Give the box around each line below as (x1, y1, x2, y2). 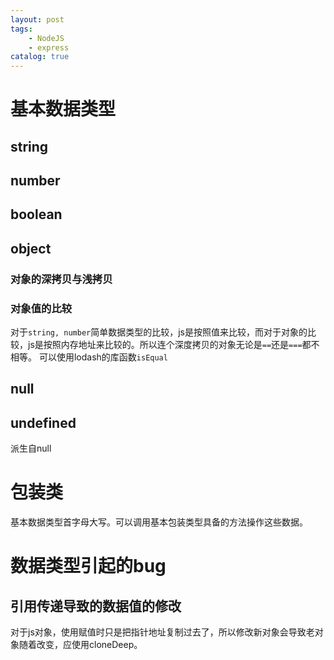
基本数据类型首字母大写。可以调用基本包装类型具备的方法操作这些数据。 (10, 516, 308, 528)
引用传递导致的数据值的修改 (10, 597, 182, 615)
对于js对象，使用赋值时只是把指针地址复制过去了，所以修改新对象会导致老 (10, 626, 315, 638)
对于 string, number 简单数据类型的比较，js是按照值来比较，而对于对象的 (10, 326, 308, 338)
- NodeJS (28, 33, 65, 43)
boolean (10, 206, 63, 223)
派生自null (10, 442, 52, 455)
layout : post (10, 14, 65, 25)
